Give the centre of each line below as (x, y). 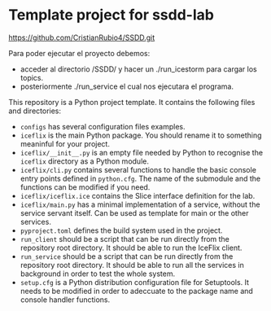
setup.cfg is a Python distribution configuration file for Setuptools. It (135, 282)
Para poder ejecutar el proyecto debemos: (79, 53)
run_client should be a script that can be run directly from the (125, 239)
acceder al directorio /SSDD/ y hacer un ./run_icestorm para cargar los (139, 69)
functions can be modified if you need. (85, 187)
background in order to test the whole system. (98, 274)
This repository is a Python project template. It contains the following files (132, 102)
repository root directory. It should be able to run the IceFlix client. (131, 247)
